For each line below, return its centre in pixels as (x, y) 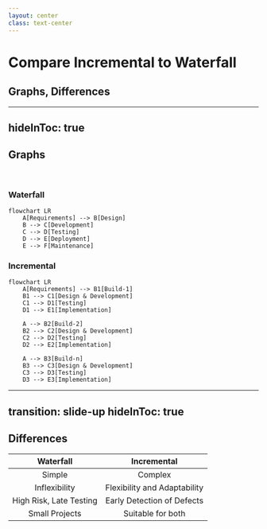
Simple (55, 474)
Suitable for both (154, 513)
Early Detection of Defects (155, 500)
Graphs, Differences (59, 92)
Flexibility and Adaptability (155, 488)
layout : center (33, 16)
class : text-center (41, 23)
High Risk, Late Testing (55, 500)
